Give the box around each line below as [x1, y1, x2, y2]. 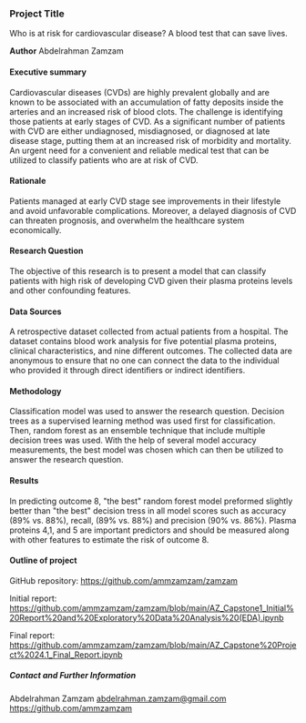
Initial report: [9, 593, 57, 604]
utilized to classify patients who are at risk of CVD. [9, 154, 199, 166]
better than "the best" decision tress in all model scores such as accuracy [9, 504, 287, 516]
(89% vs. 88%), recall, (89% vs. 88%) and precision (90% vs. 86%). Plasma [9, 514, 297, 525]
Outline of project [9, 555, 77, 566]
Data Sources [9, 306, 62, 317]
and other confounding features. [9, 285, 131, 296]
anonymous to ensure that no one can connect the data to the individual [9, 355, 280, 366]
